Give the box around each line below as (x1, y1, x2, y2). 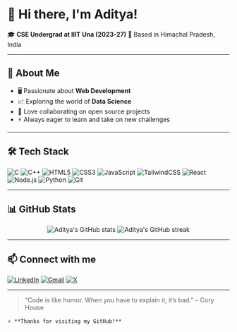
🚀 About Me (7, 67, 60, 80)
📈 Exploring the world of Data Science (17, 97, 132, 105)
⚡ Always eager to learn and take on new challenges (17, 115, 171, 123)
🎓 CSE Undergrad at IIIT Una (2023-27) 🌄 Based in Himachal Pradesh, (7, 30, 216, 38)
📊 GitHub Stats (7, 203, 76, 215)
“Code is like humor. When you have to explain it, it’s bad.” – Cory (24, 296, 214, 305)
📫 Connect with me (7, 253, 97, 265)
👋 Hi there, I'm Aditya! (7, 6, 138, 23)
